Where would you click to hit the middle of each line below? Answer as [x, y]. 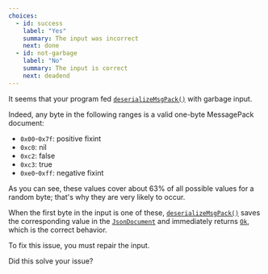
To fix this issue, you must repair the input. [79, 245]
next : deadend [46, 76]
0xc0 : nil [33, 147]
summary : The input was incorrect [81, 38]
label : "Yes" [45, 31]
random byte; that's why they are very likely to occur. [97, 197]
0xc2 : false [38, 156]
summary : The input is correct [75, 68]
